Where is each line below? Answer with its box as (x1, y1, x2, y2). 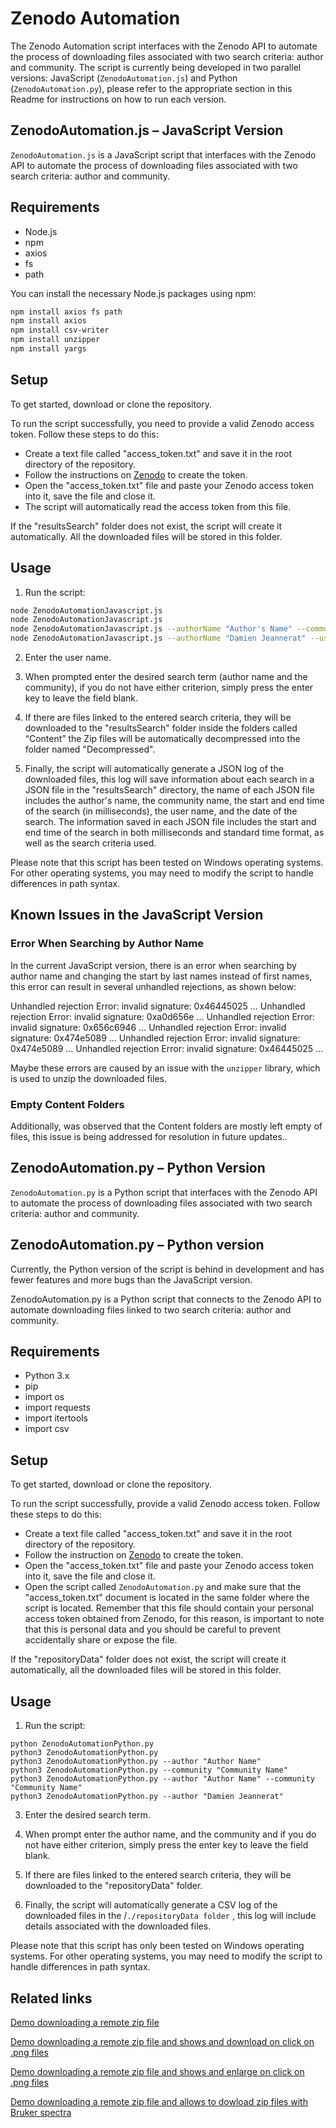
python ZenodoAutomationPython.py (10, 1739, 155, 1749)
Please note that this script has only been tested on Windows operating (10, 1940, 305, 1952)
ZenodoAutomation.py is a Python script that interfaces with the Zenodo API (10, 1186, 318, 1198)
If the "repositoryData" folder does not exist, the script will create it (10, 1653, 287, 1666)
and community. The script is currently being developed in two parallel (10, 61, 302, 73)
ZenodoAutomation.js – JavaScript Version (10, 122, 284, 139)
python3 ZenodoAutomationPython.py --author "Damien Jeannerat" (10, 1792, 284, 1802)
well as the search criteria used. (24, 837, 157, 849)
